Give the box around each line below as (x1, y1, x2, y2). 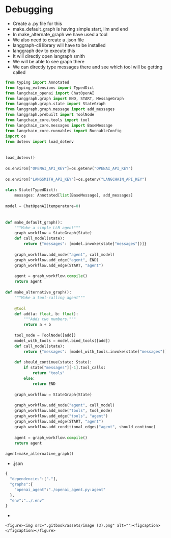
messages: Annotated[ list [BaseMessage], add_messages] (14, 193, 133, 198)
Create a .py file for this (12, 20, 62, 27)
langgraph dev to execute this (12, 47, 75, 54)
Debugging (5, 4, 53, 15)
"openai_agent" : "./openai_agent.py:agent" (14, 487, 106, 492)
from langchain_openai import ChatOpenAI (5, 90, 95, 95)
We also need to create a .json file (12, 37, 84, 43)
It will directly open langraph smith (12, 53, 85, 59)
